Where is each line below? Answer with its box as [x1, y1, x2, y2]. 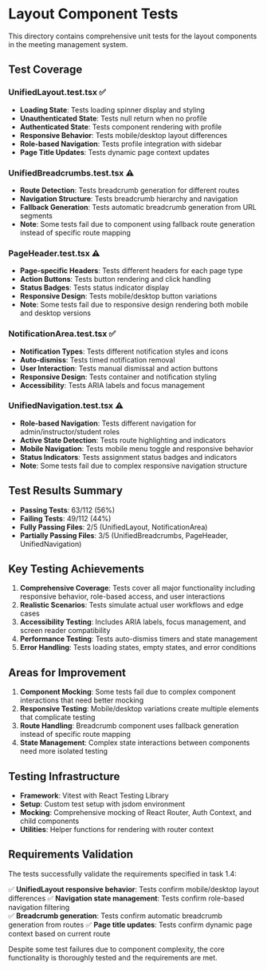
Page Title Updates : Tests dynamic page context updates [19, 147, 210, 156]
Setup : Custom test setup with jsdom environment [19, 799, 186, 809]
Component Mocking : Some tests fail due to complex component [19, 687, 237, 697]
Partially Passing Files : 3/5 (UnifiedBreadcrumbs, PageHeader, [19, 530, 229, 540]
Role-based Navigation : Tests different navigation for [19, 418, 197, 428]
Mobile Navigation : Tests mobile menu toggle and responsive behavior [19, 444, 253, 453]
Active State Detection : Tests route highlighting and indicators [19, 435, 226, 445]
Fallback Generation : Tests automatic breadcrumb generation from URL [19, 202, 257, 212]
